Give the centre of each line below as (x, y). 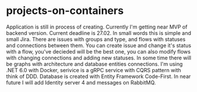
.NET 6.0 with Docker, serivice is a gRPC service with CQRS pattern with (94, 70)
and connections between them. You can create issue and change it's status (99, 45)
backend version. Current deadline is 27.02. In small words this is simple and (99, 33)
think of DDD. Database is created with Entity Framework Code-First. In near (98, 76)
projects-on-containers (65, 11)
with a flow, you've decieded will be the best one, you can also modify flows (98, 51)
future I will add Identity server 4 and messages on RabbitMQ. (81, 82)
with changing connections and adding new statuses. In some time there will (99, 58)
